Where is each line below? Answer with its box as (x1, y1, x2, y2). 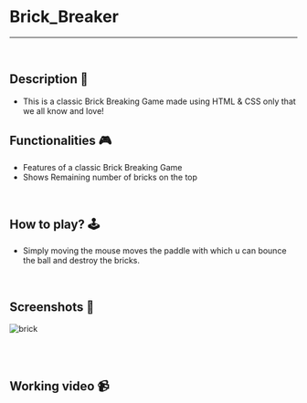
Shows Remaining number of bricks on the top (22, 171, 198, 182)
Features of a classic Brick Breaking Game (22, 161, 183, 172)
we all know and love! (22, 105, 105, 116)
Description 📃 (9, 71, 89, 88)
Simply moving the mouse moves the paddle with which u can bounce (22, 245, 287, 256)
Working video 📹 (9, 378, 110, 394)
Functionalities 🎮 (9, 133, 112, 149)
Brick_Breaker (9, 6, 119, 27)
